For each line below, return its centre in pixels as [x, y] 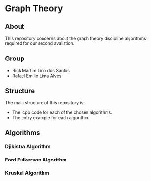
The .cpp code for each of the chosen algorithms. [62, 112]
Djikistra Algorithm [28, 146]
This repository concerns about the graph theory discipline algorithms [75, 38]
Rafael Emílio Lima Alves [37, 76]
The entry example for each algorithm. [51, 117]
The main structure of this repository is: [45, 102]
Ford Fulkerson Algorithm [36, 160]
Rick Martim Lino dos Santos [41, 70]
